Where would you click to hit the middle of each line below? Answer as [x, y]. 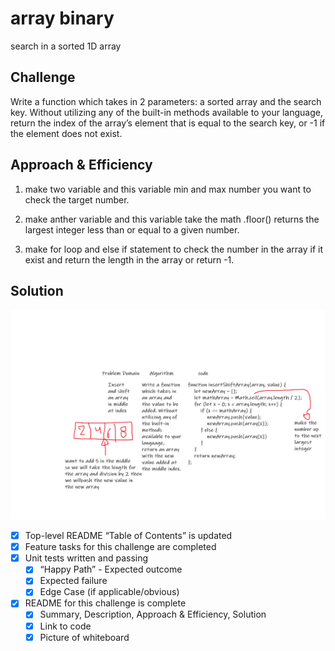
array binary [62, 18]
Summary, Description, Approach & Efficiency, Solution [153, 614]
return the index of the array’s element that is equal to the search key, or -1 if [168, 123]
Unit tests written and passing [86, 558]
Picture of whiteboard [84, 637]
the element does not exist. [66, 133]
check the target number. [77, 199]
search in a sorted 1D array [66, 46]
